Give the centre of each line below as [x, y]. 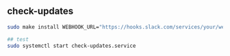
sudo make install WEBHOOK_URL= [53, 27]
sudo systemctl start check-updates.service [72, 46]
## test [18, 39]
